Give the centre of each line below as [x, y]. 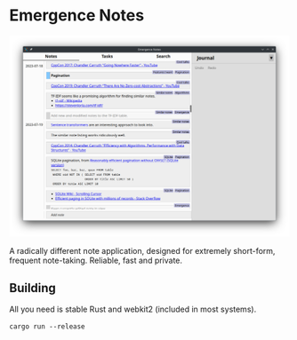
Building [32, 288]
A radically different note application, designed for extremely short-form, [142, 250]
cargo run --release [48, 327]
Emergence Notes [77, 16]
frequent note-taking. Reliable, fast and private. [96, 260]
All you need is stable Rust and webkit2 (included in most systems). [133, 309]
